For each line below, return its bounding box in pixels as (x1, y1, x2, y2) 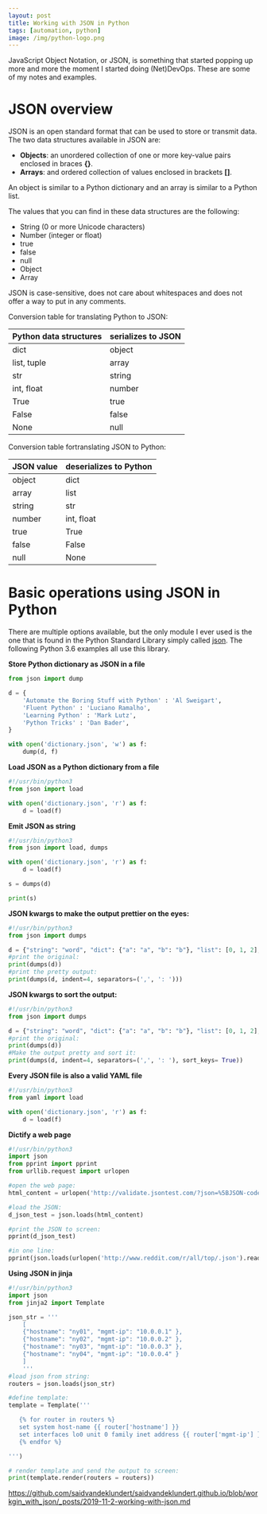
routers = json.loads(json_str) (8, 1380, 115, 1388)
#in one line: (8, 1247, 56, 1255)
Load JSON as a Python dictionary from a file (8, 763, 160, 771)
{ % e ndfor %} (18, 1438, 62, 1446)
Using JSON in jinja (8, 1269, 73, 1278)
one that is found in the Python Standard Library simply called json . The (8, 635, 243, 645)
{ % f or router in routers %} (18, 1416, 115, 1424)
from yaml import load (8, 1093, 83, 1101)
